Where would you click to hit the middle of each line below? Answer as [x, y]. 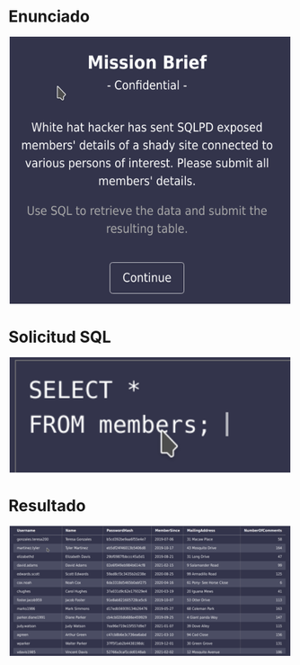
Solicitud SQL [60, 337]
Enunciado [49, 17]
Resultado [47, 505]
